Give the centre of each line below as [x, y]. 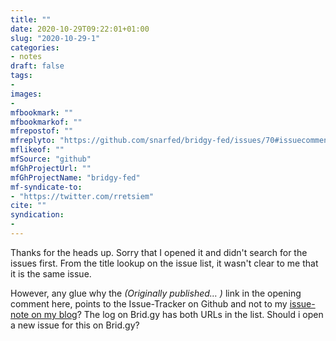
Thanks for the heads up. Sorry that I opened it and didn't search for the [159, 252]
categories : [35, 47]
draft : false [37, 66]
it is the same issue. [51, 273]
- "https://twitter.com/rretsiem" [82, 196]
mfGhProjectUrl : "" [51, 168]
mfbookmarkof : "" [46, 122]
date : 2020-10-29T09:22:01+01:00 [80, 29]
